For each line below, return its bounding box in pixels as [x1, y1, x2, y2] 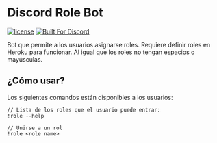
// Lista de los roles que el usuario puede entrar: [7, 106, 161, 114]
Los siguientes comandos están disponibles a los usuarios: [7, 93, 173, 101]
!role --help [7, 112, 44, 119]
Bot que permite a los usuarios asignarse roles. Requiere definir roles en [7, 40, 211, 49]
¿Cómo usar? [7, 75, 65, 87]
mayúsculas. [7, 55, 43, 63]
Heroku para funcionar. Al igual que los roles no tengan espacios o [7, 48, 195, 56]
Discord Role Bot [7, 5, 104, 21]
